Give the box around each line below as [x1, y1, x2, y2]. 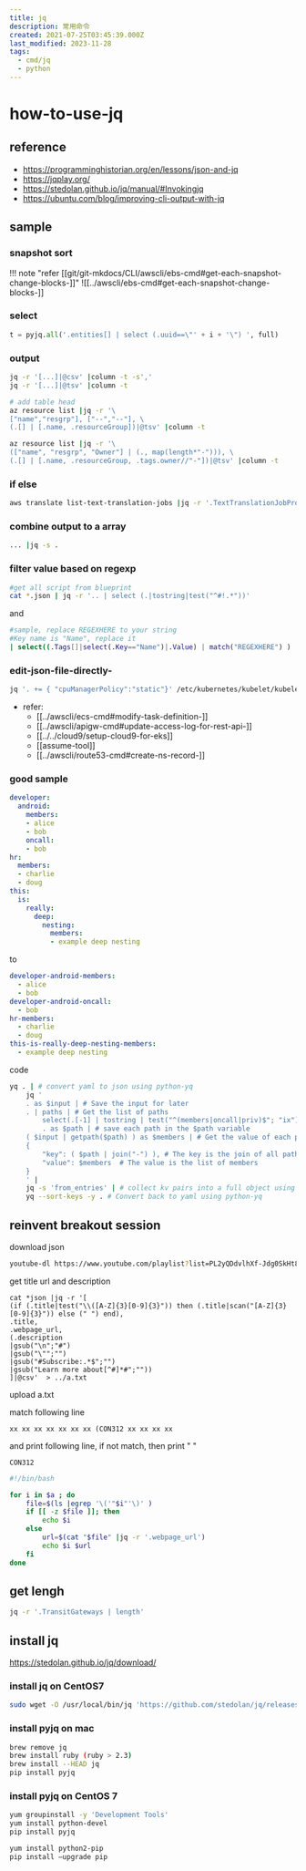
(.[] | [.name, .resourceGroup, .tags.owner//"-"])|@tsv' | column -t [9, 457, 280, 466]
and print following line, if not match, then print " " [9, 1440, 198, 1451]
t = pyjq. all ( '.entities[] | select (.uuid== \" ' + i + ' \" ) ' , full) [9, 330, 280, 339]
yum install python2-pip [9, 1844, 104, 1853]
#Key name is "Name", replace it [9, 635, 137, 644]
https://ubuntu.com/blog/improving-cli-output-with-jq [22, 192, 225, 203]
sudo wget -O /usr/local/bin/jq [9, 1700, 132, 1710]
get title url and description [9, 1276, 111, 1287]
